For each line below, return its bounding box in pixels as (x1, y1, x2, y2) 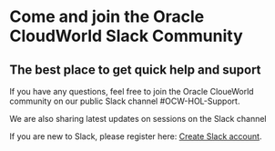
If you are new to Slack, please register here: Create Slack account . (9, 131, 262, 142)
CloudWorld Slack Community (9, 25, 243, 46)
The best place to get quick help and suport (9, 62, 261, 77)
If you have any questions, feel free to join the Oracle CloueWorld (9, 86, 254, 96)
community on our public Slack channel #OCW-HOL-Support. (9, 96, 240, 106)
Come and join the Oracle (9, 6, 205, 27)
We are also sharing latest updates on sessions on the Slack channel (9, 114, 267, 124)
